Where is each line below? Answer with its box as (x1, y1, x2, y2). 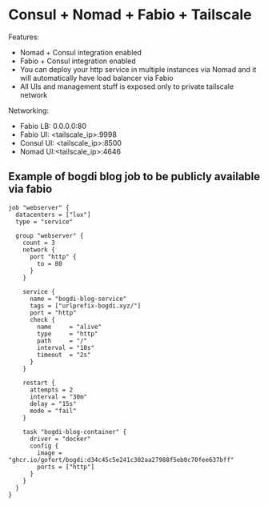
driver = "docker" (29, 435, 91, 443)
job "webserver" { (8, 203, 70, 211)
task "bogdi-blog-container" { (22, 428, 127, 436)
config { (29, 442, 59, 450)
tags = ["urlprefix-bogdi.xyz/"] (29, 302, 142, 310)
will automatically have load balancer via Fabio (19, 73, 174, 82)
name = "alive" (37, 323, 102, 331)
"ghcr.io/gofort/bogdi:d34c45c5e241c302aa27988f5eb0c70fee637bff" (8, 456, 234, 464)
